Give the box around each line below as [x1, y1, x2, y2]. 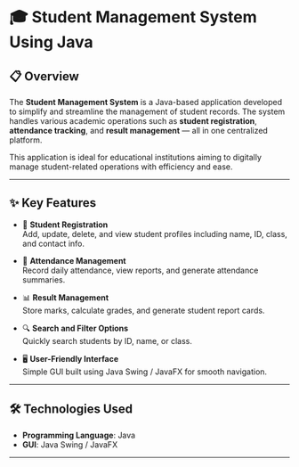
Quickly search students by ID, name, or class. [21, 335, 193, 346]
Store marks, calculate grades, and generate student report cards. [21, 305, 265, 315]
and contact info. [21, 238, 85, 249]
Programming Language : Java [21, 430, 136, 440]
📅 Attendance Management [21, 255, 126, 266]
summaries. [21, 274, 66, 285]
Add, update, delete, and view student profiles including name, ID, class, [21, 228, 287, 239]
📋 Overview [9, 69, 80, 84]
